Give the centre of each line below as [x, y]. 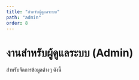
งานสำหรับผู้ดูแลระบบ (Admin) [70, 53]
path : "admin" [24, 17]
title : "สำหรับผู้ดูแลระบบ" [33, 12]
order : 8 [17, 23]
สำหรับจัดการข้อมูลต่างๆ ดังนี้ [34, 70]
